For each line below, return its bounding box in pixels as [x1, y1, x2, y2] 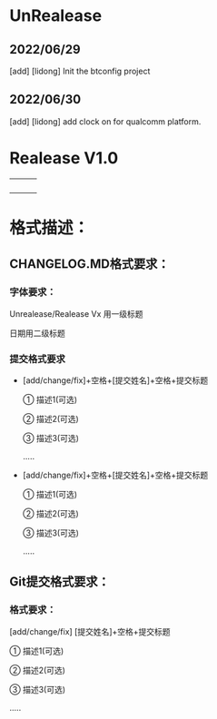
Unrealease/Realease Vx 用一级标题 [9, 308, 143, 319]
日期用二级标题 [9, 328, 65, 339]
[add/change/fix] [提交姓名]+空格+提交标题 [9, 625, 171, 636]
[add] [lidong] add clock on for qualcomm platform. [9, 115, 202, 127]
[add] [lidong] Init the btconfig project [9, 65, 151, 76]
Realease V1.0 [9, 148, 119, 168]
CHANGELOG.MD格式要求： [9, 256, 170, 272]
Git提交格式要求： [9, 574, 111, 590]
